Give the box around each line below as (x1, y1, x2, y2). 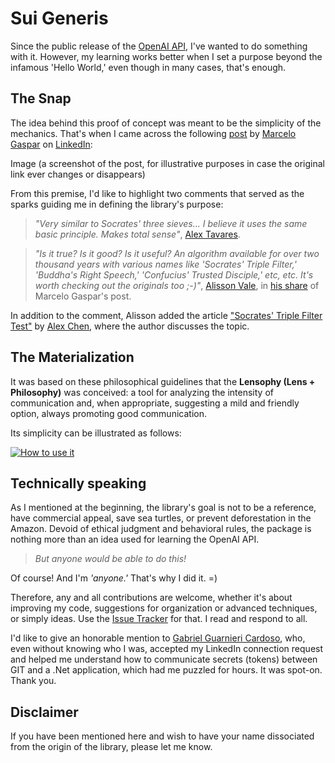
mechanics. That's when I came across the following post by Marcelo (10, 127, 297, 139)
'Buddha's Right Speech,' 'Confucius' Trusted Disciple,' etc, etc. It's (34, 268, 314, 281)
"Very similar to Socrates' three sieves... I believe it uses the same (34, 217, 308, 229)
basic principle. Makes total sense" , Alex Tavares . (34, 228, 241, 240)
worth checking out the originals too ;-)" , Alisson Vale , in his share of (34, 279, 320, 291)
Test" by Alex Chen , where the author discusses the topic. (10, 320, 250, 332)
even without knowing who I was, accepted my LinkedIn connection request (10, 643, 324, 655)
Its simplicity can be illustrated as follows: (10, 427, 182, 439)
